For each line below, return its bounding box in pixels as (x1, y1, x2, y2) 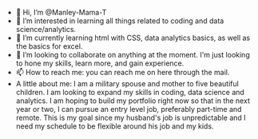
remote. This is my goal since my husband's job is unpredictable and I (15, 113, 246, 122)
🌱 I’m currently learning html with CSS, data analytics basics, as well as (15, 33, 251, 42)
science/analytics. (15, 25, 77, 34)
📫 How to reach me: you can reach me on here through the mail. (15, 68, 230, 77)
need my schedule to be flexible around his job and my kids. (15, 121, 214, 131)
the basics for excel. (15, 42, 83, 51)
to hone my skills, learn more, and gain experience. (15, 58, 185, 68)
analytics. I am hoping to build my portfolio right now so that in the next (15, 96, 250, 105)
